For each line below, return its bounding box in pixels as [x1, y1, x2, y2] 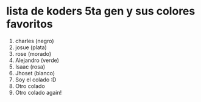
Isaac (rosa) [15, 63, 46, 70]
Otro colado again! [15, 89, 62, 96]
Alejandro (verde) [15, 56, 60, 64]
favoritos [6, 17, 53, 31]
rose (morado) [15, 50, 52, 57]
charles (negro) [15, 37, 54, 44]
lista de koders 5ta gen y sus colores [6, 4, 196, 18]
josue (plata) [15, 44, 47, 51]
